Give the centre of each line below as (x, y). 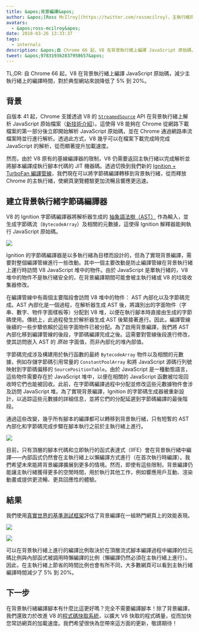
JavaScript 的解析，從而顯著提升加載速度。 (59, 146)
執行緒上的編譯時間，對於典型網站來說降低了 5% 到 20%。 (78, 81)
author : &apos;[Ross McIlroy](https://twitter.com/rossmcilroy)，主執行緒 (98, 17)
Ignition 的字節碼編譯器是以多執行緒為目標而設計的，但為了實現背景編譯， (96, 255)
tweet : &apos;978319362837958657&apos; (55, 56)
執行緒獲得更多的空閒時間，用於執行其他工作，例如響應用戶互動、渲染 (107, 472)
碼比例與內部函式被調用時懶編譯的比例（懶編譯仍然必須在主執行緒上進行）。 (98, 558)
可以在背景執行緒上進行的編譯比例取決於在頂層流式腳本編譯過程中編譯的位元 (99, 550)
